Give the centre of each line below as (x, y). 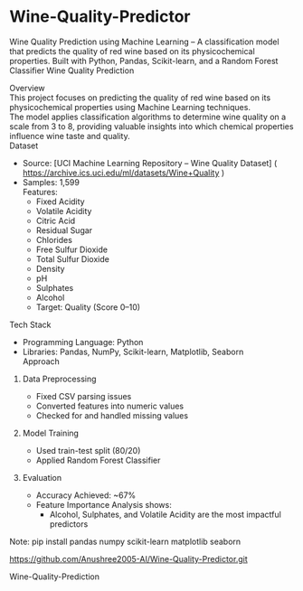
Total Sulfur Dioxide (73, 258)
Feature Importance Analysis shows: (104, 504)
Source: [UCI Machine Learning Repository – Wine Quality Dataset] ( (150, 163)
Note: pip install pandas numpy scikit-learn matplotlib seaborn (125, 541)
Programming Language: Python (83, 342)
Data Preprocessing (59, 379)
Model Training (51, 433)
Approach (41, 361)
